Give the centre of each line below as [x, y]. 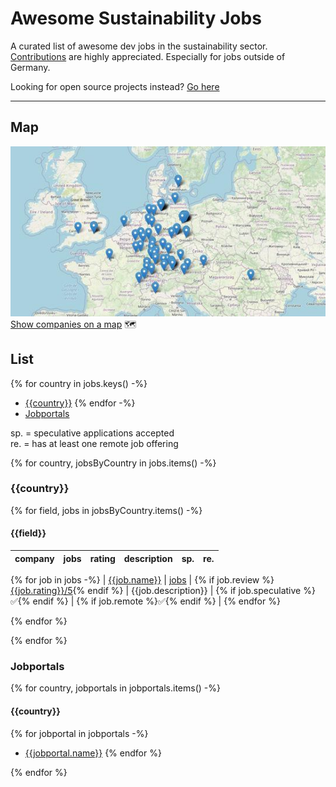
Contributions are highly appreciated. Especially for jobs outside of [148, 56]
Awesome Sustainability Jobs [136, 18]
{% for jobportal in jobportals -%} [79, 733]
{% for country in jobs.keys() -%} [79, 383]
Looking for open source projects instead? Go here [115, 86]
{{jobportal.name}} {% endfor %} [93, 753]
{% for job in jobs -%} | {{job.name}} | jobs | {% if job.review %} [142, 580]
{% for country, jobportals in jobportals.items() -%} [115, 688]
